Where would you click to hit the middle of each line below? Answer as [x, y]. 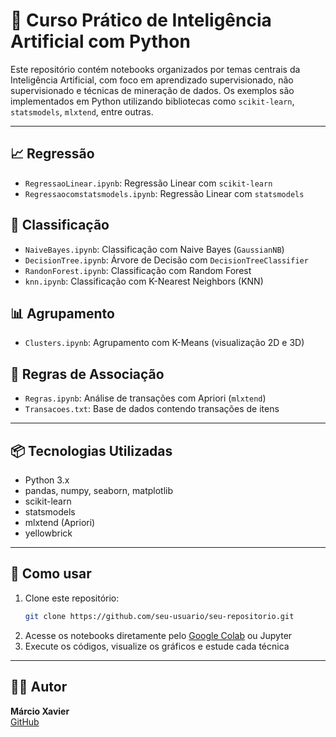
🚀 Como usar [51, 574]
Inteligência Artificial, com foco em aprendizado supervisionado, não [152, 80]
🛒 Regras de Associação [87, 374]
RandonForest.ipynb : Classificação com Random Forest [138, 270]
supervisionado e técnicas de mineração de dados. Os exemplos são [152, 90]
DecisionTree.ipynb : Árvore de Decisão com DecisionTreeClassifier [166, 260]
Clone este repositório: [72, 598]
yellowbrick [48, 533]
